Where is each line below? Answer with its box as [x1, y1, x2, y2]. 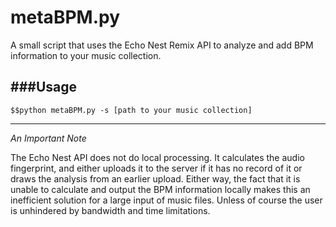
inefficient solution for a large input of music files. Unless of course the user [10, 194, 323, 206]
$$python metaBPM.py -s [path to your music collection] [10, 105, 253, 115]
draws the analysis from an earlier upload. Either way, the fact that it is [10, 172, 301, 185]
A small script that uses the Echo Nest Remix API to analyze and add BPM [10, 39, 314, 51]
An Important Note [10, 132, 87, 144]
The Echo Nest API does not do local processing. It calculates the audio [10, 151, 305, 163]
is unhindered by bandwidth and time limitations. [10, 204, 211, 216]
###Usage [10, 79, 77, 96]
